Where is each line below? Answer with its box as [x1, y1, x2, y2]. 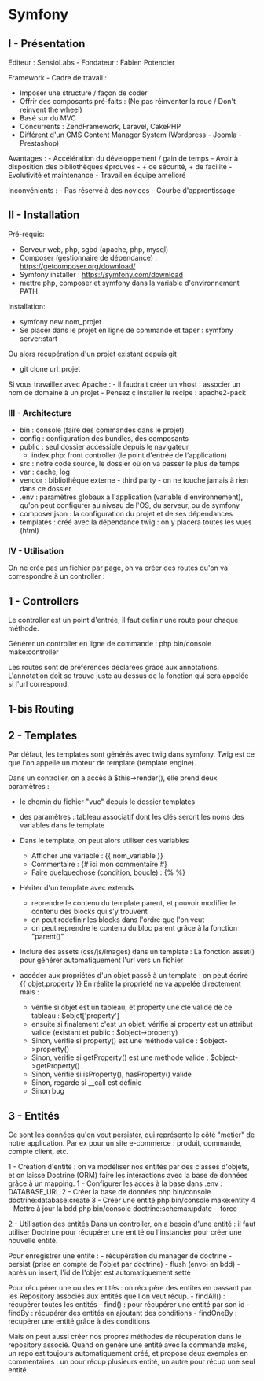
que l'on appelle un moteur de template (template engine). [8, 758, 196, 768]
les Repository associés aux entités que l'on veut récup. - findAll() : [8, 1291, 225, 1301]
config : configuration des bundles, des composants [19, 434, 189, 443]
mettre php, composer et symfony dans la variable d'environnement [19, 278, 240, 287]
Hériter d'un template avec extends [19, 883, 134, 893]
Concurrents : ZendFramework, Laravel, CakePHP [19, 122, 181, 131]
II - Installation [8, 209, 80, 222]
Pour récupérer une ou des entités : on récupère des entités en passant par [8, 1283, 252, 1293]
